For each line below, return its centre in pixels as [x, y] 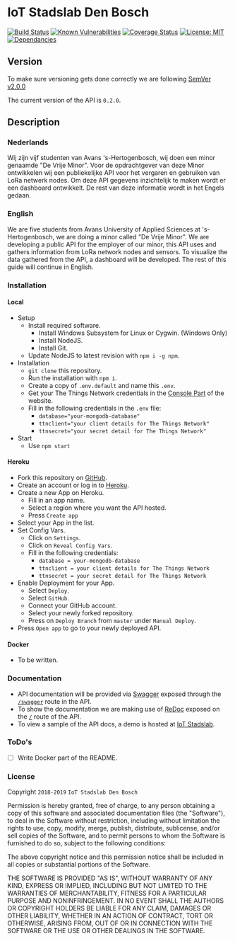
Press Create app [53, 515]
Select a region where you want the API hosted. [97, 508]
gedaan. [19, 195]
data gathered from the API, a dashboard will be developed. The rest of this [117, 259]
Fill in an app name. [56, 501]
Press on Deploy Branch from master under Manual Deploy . [112, 621]
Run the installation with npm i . [73, 378]
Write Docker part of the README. [67, 758]
